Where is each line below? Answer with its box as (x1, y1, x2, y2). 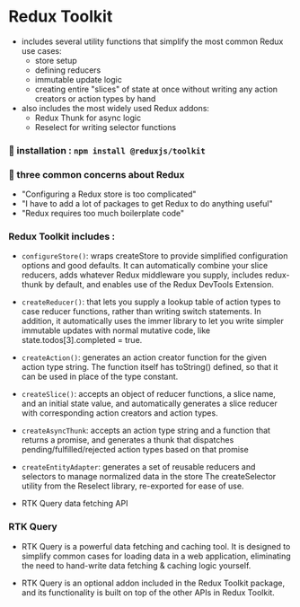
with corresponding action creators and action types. (21, 408, 218, 418)
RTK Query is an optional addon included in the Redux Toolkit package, (21, 577, 285, 588)
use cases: (21, 45, 62, 56)
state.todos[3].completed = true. (21, 335, 143, 346)
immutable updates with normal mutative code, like (21, 325, 211, 336)
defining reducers (34, 65, 101, 75)
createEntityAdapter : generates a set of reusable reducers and (21, 462, 256, 472)
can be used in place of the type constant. (21, 371, 179, 383)
